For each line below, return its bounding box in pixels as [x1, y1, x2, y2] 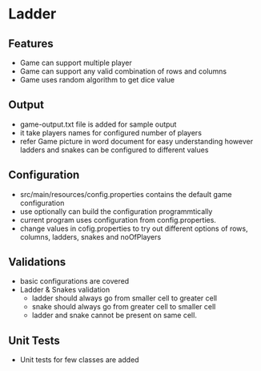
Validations [8, 256, 66, 269]
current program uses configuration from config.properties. [19, 215, 216, 224]
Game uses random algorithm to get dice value [19, 75, 175, 84]
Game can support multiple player [19, 58, 132, 67]
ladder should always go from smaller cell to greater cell [31, 293, 218, 303]
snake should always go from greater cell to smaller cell [31, 302, 216, 312]
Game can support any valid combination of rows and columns [19, 67, 227, 76]
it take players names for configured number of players [19, 127, 203, 137]
